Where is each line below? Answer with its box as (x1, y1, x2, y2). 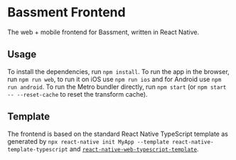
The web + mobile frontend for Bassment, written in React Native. (7, 28, 200, 36)
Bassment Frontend (7, 4, 126, 21)
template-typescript (7, 146, 69, 153)
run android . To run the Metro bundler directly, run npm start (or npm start (7, 82, 227, 91)
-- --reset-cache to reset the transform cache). (7, 90, 148, 98)
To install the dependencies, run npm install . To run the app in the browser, (7, 67, 230, 75)
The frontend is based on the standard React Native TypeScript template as (7, 129, 229, 138)
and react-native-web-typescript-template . (69, 144, 199, 153)
